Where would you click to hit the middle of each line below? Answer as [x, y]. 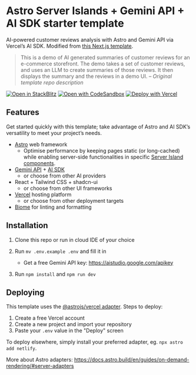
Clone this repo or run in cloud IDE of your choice [74, 239]
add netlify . [21, 348]
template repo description [52, 82]
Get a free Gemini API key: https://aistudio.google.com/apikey [98, 262]
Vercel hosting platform [43, 194]
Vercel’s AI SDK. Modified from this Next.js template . [70, 46]
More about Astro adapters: [39, 360]
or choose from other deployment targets [74, 200]
